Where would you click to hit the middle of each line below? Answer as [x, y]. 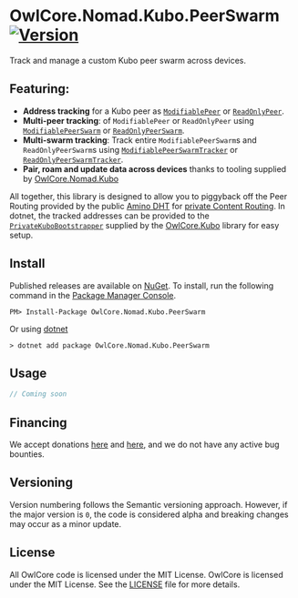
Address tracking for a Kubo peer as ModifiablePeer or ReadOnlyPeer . [154, 111]
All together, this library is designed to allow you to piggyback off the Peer [149, 196]
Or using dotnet [39, 329]
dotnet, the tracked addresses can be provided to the [109, 216]
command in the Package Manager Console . [93, 295]
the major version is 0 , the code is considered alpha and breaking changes [149, 514]
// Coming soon [38, 394]
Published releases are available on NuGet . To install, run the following [142, 285]
